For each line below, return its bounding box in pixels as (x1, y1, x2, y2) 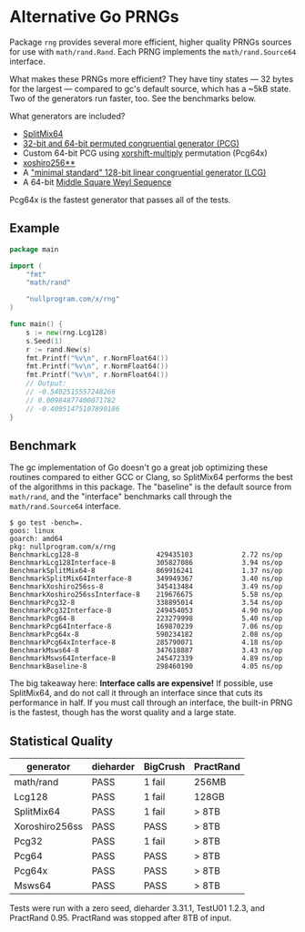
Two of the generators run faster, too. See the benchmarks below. (9, 93, 257, 104)
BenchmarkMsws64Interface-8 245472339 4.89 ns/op (9, 654, 283, 663)
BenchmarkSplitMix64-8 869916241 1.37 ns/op (9, 567, 283, 576)
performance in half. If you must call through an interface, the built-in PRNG (9, 697, 293, 708)
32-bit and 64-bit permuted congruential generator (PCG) (22, 138, 239, 149)
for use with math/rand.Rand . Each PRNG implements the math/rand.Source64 (9, 46, 297, 56)
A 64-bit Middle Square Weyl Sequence (22, 176, 172, 188)
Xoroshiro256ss (14, 820, 84, 833)
